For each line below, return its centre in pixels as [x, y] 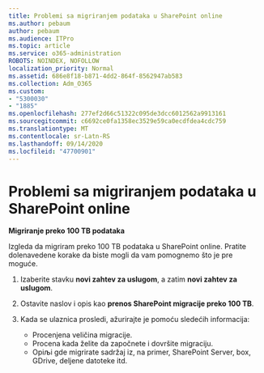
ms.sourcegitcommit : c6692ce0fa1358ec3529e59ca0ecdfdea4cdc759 [117, 121]
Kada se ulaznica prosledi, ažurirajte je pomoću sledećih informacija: [135, 320]
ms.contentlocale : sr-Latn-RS [60, 136]
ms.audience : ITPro [41, 38]
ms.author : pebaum [39, 23]
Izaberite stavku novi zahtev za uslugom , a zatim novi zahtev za [128, 279]
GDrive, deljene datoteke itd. [80, 361]
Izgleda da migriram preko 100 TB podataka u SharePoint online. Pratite [128, 247]
